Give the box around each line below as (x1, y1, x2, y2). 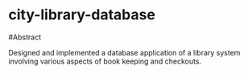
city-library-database (8, 6, 155, 24)
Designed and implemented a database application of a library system (8, 47, 241, 57)
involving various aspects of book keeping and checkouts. (8, 56, 202, 66)
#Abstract (8, 32, 42, 42)
